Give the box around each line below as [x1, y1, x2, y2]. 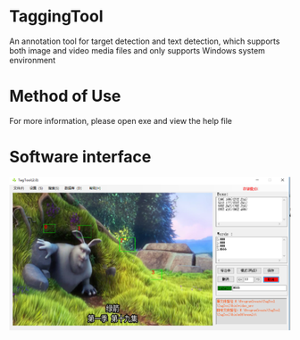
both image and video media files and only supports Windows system [9, 45, 266, 55]
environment [9, 54, 56, 65]
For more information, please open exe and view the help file [9, 115, 233, 126]
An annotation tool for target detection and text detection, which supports [9, 36, 280, 46]
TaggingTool [9, 6, 104, 27]
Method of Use [9, 87, 121, 106]
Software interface [9, 147, 152, 167]
